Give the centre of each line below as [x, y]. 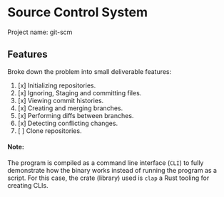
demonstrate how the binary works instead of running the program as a [112, 170]
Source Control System [78, 12]
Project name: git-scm [40, 32]
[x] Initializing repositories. [57, 85]
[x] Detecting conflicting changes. [68, 123]
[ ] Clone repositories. [50, 131]
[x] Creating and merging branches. [70, 108]
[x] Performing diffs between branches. [76, 115]
